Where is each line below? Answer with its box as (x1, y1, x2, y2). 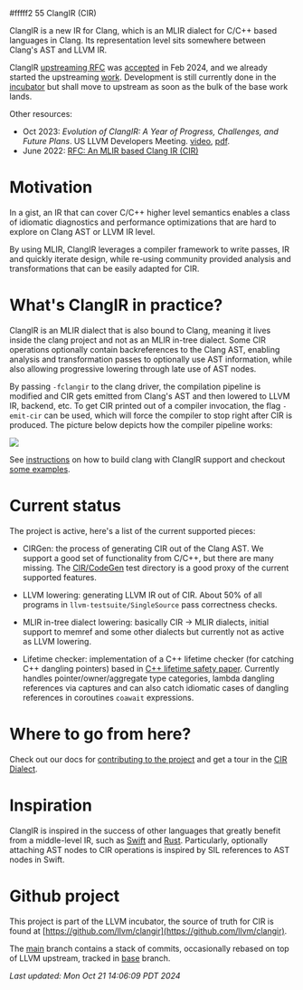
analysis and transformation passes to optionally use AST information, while (9, 354, 292, 364)
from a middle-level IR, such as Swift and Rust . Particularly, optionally (9, 834, 269, 846)
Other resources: (9, 109, 72, 119)
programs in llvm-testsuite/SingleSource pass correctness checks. (22, 598, 278, 610)
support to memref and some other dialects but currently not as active (22, 626, 285, 637)
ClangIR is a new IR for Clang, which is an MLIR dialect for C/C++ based (9, 25, 278, 35)
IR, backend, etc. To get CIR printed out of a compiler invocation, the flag (9, 400, 281, 411)
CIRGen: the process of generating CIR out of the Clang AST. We (22, 543, 264, 554)
